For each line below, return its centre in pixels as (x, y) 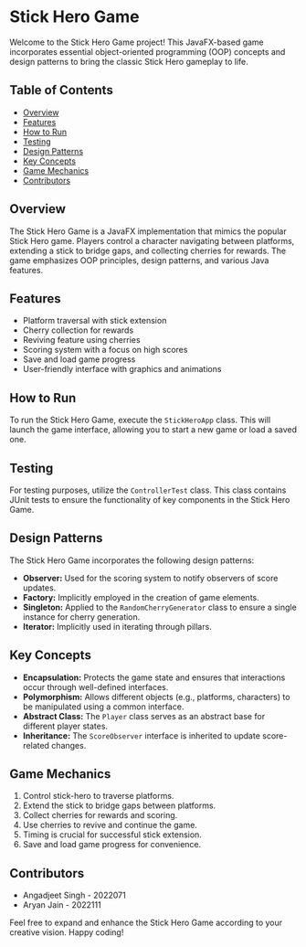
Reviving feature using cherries (81, 340)
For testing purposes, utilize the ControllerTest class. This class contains (148, 490)
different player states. (65, 726)
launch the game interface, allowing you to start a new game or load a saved (153, 430)
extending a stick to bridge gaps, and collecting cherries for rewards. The (148, 250)
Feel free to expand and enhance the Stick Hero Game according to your (146, 923)
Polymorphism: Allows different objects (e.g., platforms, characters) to (156, 697)
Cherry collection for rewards (78, 330)
